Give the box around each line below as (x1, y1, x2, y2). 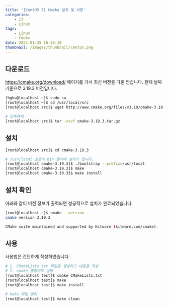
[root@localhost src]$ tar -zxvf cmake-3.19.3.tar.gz (5, 118, 121, 124)
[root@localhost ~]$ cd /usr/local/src (5, 100, 89, 105)
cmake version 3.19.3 (5, 215, 51, 220)
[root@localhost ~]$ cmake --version (5, 210, 84, 215)
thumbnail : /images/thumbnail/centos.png (5, 45, 94, 50)
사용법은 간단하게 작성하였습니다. (5, 254, 70, 260)
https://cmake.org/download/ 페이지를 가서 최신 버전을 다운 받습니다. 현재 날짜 (5, 79, 162, 85)
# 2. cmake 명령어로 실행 (5, 268, 53, 274)
